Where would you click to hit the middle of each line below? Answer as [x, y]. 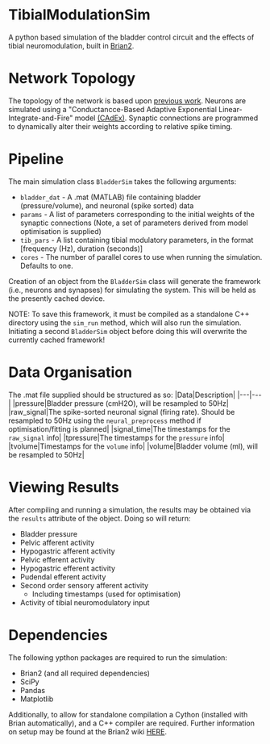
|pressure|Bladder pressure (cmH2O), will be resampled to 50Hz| [121, 403]
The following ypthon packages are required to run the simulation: [118, 657]
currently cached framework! [57, 340]
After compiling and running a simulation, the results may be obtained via [130, 509]
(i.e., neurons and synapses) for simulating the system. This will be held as [132, 290]
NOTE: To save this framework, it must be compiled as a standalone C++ [129, 314]
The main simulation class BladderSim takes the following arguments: [123, 181]
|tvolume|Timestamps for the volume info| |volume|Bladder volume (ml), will [133, 446]
